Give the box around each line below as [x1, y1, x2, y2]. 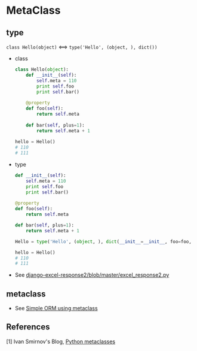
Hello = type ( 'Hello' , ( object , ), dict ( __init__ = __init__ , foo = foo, [14, 238, 192, 244]
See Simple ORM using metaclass [14, 305, 98, 312]
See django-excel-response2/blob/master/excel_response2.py [14, 271, 170, 279]
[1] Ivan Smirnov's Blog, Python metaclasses [6, 338, 115, 345]
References [6, 322, 50, 332]
